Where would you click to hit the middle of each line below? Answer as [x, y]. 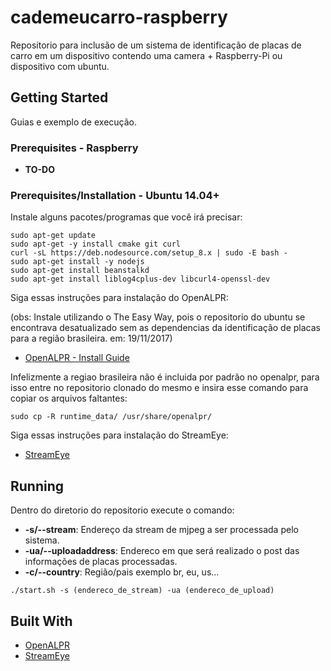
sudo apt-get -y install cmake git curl [96, 244]
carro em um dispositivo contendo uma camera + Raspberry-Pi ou [146, 55]
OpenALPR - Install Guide [77, 358]
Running [37, 486]
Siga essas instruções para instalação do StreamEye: [119, 435]
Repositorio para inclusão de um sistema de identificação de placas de [156, 45]
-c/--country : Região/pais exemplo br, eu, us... [122, 572]
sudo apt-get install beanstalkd [80, 271]
